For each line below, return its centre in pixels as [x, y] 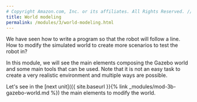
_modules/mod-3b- [152, 87]
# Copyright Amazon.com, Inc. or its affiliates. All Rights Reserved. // [99, 11]
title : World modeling [34, 17]
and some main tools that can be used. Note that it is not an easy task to [93, 69]
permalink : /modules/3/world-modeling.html [60, 22]
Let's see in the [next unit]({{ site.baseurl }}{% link [67, 87]
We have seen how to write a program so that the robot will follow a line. [93, 39]
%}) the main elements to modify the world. [103, 93]
